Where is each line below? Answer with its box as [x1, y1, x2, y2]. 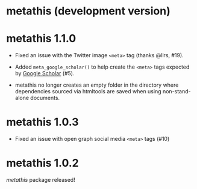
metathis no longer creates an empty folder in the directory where [14, 81, 179, 88]
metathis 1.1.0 [6, 32, 77, 46]
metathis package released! [6, 176, 75, 183]
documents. [30, 94, 60, 102]
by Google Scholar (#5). [14, 70, 75, 77]
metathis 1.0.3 [6, 116, 79, 129]
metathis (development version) [6, 4, 170, 18]
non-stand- [162, 88, 191, 95]
